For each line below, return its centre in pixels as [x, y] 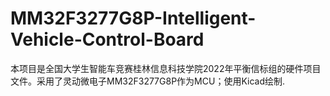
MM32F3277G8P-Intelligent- [133, 18]
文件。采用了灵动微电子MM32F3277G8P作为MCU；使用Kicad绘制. [148, 81]
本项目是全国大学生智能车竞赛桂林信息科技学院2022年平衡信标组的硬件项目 [166, 68]
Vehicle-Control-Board [107, 39]
